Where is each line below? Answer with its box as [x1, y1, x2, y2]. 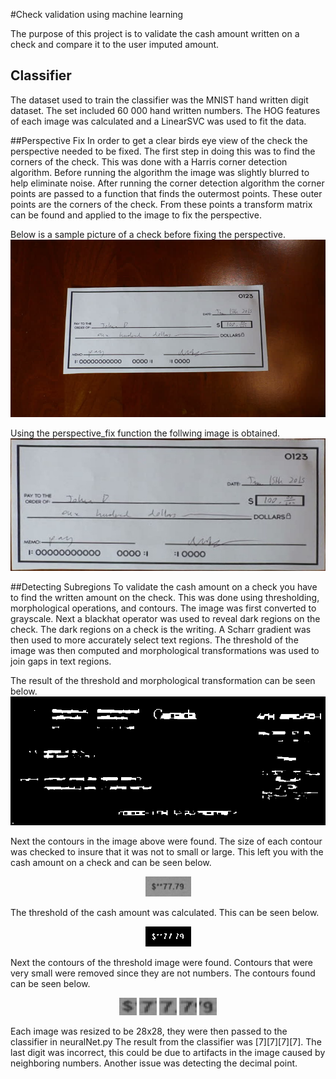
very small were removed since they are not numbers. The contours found [10, 967, 316, 979]
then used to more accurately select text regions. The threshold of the [10, 634, 299, 646]
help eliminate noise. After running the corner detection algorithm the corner [10, 177, 325, 189]
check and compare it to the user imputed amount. [10, 39, 220, 50]
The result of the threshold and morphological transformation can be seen [10, 675, 316, 687]
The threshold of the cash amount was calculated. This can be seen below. [10, 907, 320, 918]
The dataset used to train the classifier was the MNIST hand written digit [10, 94, 309, 106]
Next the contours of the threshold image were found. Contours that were [10, 957, 314, 968]
